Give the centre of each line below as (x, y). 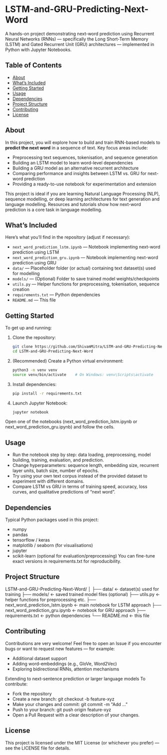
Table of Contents (34, 65)
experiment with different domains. (48, 481)
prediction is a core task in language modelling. (54, 209)
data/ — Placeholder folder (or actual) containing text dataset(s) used (84, 268)
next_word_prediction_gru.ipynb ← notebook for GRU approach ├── (76, 610)
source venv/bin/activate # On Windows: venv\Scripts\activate (83, 374)
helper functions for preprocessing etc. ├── (51, 599)
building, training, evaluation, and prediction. (58, 460)
